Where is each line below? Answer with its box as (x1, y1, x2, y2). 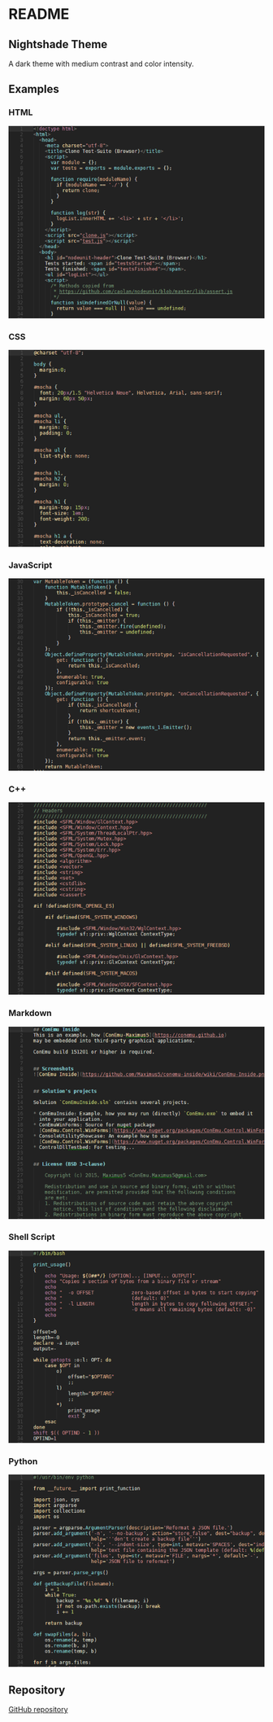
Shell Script (8, 1231, 55, 1242)
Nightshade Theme (8, 37, 108, 51)
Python (8, 1455, 38, 1466)
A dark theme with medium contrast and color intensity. (8, 59, 194, 68)
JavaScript (8, 559, 53, 571)
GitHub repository (8, 1704, 68, 1714)
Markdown (8, 1007, 52, 1019)
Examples (8, 82, 59, 96)
